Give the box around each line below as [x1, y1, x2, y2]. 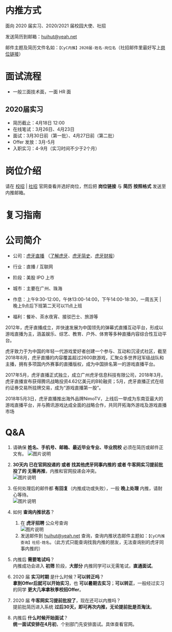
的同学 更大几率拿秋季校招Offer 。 [12, 586, 84, 593]
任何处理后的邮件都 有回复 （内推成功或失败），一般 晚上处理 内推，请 [12, 485, 158, 491]
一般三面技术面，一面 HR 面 [12, 88, 72, 95]
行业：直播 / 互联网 [12, 263, 53, 270]
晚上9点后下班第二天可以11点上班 [12, 302, 82, 309]
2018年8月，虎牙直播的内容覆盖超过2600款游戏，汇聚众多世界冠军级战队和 [5, 354, 164, 360]
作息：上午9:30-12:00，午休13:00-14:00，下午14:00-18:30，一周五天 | [12, 296, 161, 302]
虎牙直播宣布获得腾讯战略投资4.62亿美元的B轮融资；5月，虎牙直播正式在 [5, 378, 160, 384]
